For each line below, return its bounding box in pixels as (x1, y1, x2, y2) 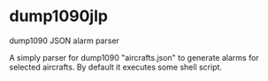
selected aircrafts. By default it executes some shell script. (9, 62, 223, 72)
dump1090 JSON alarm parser (9, 35, 119, 46)
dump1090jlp (9, 6, 109, 26)
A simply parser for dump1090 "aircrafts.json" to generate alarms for (9, 52, 259, 63)
